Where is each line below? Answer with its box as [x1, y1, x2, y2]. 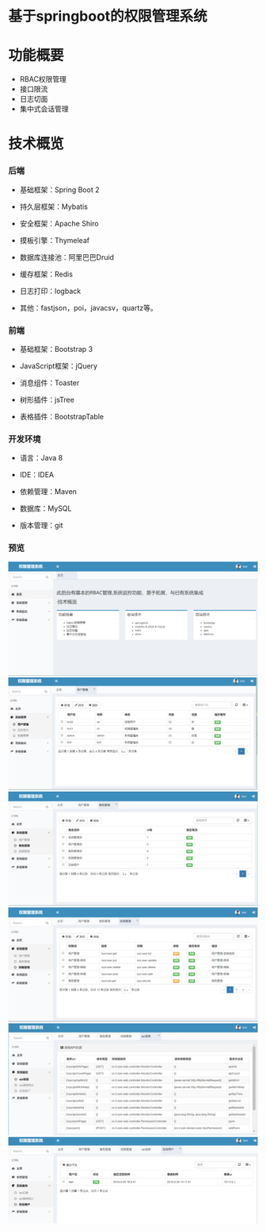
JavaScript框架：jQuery [19, 361, 97, 370]
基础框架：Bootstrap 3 [19, 344, 93, 353]
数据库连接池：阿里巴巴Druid [19, 252, 115, 262]
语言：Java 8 [19, 453, 63, 463]
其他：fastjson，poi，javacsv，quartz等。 [19, 303, 158, 312]
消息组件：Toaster [19, 378, 80, 388]
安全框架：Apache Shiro [19, 218, 99, 228]
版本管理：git [19, 521, 63, 531]
